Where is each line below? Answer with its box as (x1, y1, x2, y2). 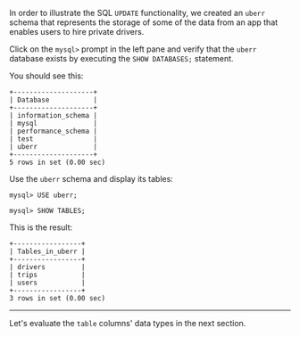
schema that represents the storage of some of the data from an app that (9, 17, 279, 28)
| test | (9, 135, 98, 144)
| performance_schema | (9, 127, 98, 136)
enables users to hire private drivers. (9, 27, 145, 37)
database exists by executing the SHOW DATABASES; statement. (9, 53, 234, 63)
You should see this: (9, 70, 84, 81)
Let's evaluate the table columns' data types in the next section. (9, 318, 246, 328)
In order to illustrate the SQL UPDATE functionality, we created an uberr (9, 8, 266, 18)
